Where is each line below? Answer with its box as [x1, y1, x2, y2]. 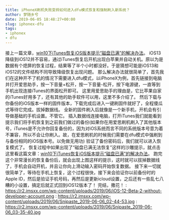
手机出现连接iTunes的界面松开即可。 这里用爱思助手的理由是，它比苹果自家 [5, 88, 162, 94]
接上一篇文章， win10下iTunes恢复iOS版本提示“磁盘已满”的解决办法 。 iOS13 [5, 50, 161, 56]
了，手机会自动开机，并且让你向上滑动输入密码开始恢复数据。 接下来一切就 [5, 163, 161, 169]
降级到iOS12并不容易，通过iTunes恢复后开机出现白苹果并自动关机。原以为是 [5, 56, 163, 62]
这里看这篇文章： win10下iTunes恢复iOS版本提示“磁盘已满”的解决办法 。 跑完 [5, 151, 162, 157]
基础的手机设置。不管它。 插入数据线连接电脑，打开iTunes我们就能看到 [14, 113, 162, 119]
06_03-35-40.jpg [5, 209, 41, 215]
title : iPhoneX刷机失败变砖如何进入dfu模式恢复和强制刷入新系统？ [5, 7, 130, 13]
